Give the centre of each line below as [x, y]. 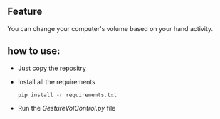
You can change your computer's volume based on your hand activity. [110, 28]
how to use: [34, 51]
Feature [25, 12]
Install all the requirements [57, 81]
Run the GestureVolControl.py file [67, 108]
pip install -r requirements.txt [67, 95]
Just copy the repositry [52, 68]
